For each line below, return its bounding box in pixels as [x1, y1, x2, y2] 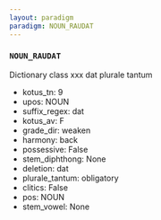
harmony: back [21, 134, 79, 145]
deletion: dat [21, 163, 69, 173]
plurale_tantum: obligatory [21, 172, 119, 183]
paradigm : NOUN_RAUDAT [9, 22, 94, 31]
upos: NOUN [21, 96, 70, 107]
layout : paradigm [9, 13, 74, 22]
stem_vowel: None [21, 201, 90, 212]
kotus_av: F [21, 115, 64, 126]
